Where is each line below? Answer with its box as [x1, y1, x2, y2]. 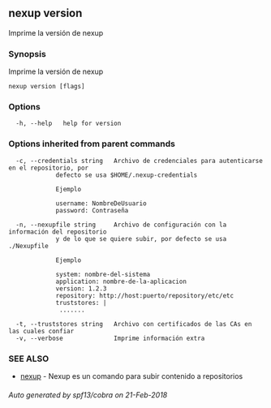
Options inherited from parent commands [8, 138, 176, 149]
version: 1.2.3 [55, 284, 107, 293]
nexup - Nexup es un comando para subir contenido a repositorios [19, 371, 243, 380]
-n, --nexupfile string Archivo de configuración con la [15, 221, 227, 229]
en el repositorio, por [8, 164, 89, 172]
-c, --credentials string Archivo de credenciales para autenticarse [15, 157, 264, 165]
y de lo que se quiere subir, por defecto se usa [55, 234, 227, 243]
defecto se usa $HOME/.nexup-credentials [55, 170, 198, 179]
